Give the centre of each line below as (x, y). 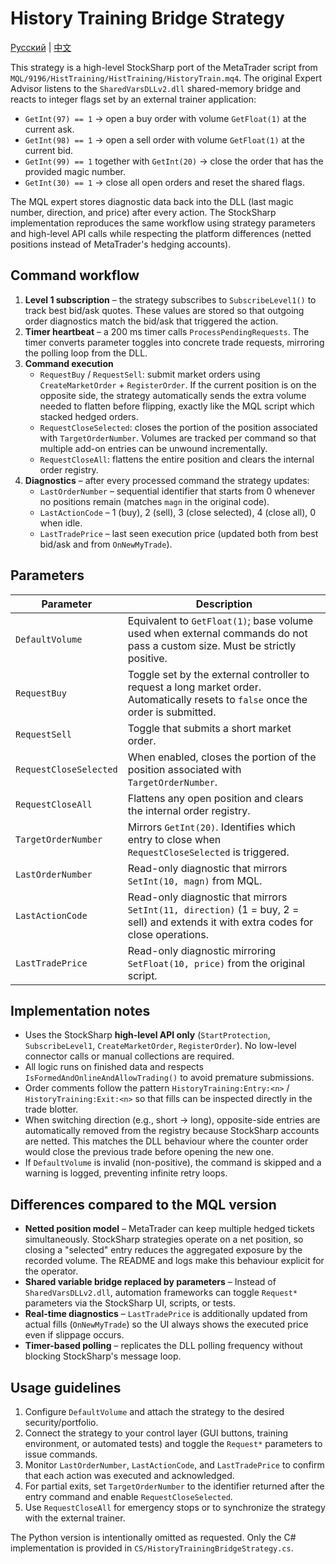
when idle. (61, 523)
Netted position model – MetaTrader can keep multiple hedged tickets (169, 1229)
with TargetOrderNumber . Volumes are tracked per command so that (178, 438)
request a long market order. (194, 687)
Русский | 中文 (41, 47)
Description (224, 604)
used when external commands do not (217, 633)
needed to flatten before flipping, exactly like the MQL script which (177, 406)
